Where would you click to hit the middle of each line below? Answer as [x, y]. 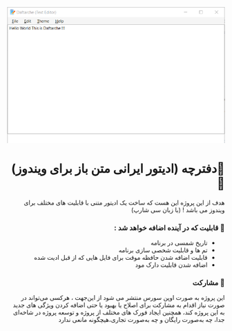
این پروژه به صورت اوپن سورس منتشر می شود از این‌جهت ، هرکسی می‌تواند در [123, 298]
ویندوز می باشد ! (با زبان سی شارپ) [178, 209]
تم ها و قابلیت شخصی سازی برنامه [163, 250]
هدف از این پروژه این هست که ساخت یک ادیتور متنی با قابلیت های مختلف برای [124, 202]
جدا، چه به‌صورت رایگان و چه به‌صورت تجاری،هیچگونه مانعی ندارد [142, 320]
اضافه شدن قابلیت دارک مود [171, 265]
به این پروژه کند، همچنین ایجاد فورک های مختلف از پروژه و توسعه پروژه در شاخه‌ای [119, 312]
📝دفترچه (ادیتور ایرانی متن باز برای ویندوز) [118, 169]
